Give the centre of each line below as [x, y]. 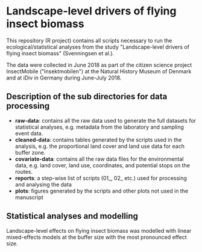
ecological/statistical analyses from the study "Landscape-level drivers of [98, 47]
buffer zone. [30, 152]
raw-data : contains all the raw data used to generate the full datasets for [106, 120]
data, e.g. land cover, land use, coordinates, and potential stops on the [102, 165]
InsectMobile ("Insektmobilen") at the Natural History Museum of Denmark [99, 71]
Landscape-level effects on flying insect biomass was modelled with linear [99, 230]
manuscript [29, 197]
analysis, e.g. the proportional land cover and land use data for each [100, 146]
